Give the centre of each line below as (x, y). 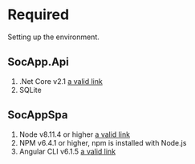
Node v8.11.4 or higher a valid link (74, 134)
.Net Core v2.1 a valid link (61, 81)
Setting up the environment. (53, 37)
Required (39, 15)
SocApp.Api (39, 62)
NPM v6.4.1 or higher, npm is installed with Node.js (103, 142)
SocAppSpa (38, 115)
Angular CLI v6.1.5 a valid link (67, 151)
